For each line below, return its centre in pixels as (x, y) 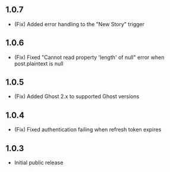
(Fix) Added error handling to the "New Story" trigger (79, 24)
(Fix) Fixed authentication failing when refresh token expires (88, 130)
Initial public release (39, 162)
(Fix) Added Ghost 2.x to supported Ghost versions (77, 96)
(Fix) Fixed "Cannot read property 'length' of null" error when (89, 57)
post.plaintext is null (39, 63)
